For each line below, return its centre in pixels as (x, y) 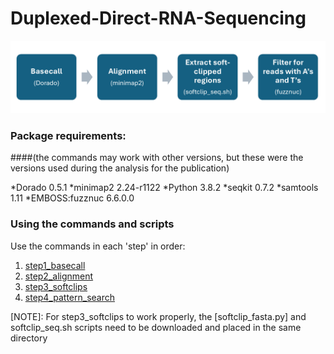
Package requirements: (68, 136)
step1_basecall (55, 265)
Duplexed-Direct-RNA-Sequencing (158, 18)
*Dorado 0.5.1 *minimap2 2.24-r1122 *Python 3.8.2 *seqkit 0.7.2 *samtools (164, 188)
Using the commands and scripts (92, 224)
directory (29, 338)
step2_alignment (59, 276)
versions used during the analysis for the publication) (120, 168)
